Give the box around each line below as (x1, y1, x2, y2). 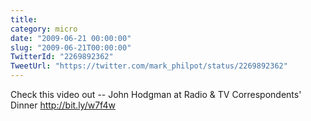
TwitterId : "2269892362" (10, 52, 114, 62)
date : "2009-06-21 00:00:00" (10, 33, 132, 43)
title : (10, 14, 38, 25)
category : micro (10, 24, 78, 34)
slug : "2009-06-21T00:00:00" (10, 42, 132, 53)
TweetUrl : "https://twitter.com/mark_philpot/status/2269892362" (10, 61, 288, 71)
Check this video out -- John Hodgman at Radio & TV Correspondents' (10, 89, 302, 100)
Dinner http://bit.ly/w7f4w (10, 99, 116, 111)
